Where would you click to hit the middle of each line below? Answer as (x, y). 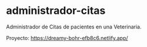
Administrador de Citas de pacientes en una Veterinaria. (74, 27)
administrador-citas (56, 11)
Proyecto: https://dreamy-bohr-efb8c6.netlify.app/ (67, 38)
